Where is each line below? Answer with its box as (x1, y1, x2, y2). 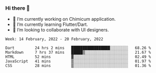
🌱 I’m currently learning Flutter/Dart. (12, 21, 88, 27)
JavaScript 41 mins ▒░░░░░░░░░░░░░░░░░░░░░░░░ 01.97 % (5, 59, 151, 64)
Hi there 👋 (5, 5, 30, 12)
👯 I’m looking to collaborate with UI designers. (12, 27, 109, 33)
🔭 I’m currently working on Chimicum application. (12, 16, 116, 22)
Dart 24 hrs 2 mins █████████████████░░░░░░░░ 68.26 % (5, 46, 151, 51)
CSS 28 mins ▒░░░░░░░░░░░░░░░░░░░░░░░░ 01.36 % (5, 63, 151, 68)
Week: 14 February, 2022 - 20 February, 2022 (5, 36, 103, 42)
